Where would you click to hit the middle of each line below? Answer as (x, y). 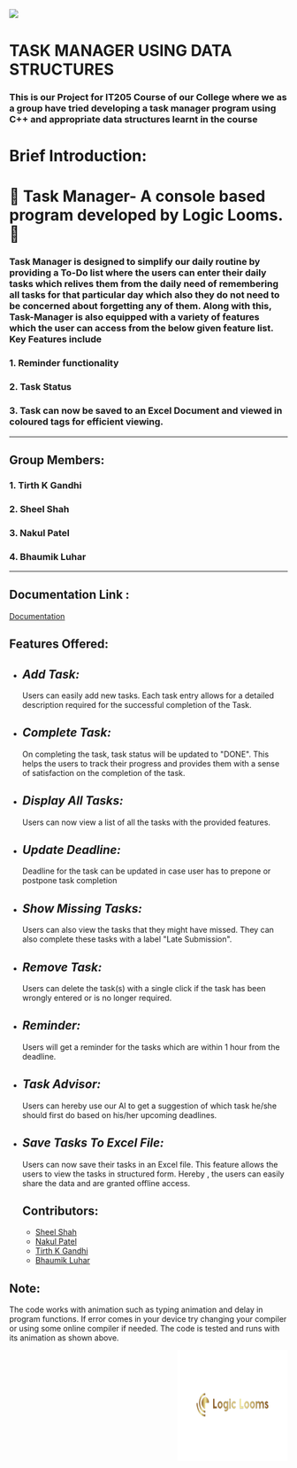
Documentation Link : (69, 595)
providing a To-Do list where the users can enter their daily (138, 273)
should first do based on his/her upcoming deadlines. (119, 1115)
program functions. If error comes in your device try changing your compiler (148, 1319)
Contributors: (60, 1211)
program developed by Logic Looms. (146, 215)
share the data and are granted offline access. (106, 1183)
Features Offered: (59, 645)
